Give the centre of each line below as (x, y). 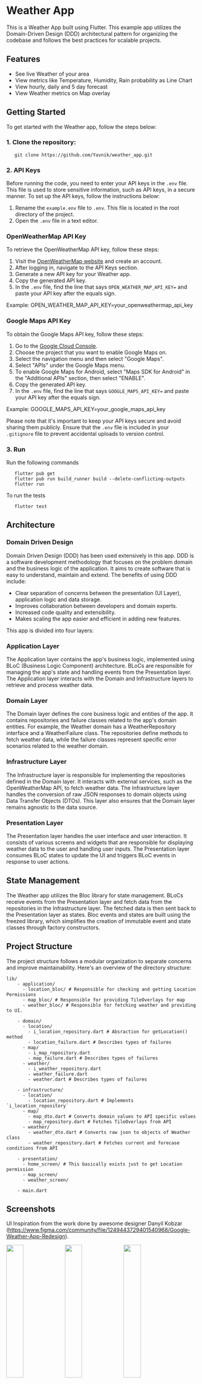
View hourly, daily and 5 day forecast (61, 87)
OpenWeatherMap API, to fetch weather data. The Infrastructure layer (93, 788)
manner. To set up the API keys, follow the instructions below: (83, 196)
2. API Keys (23, 170)
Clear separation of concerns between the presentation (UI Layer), (98, 593)
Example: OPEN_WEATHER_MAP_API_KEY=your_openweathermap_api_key (100, 305)
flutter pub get (35, 474)
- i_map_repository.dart (59, 1053)
